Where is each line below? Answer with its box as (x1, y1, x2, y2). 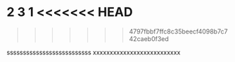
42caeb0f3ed (129, 34, 170, 42)
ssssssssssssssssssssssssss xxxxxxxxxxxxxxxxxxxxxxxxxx (6, 48, 181, 56)
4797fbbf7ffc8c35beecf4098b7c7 (129, 27, 228, 36)
